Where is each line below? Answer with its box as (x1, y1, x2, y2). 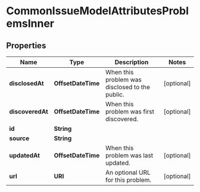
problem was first (105, 108, 155, 115)
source (9, 134, 30, 142)
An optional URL (105, 168, 151, 177)
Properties (6, 40, 46, 51)
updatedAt (9, 152, 40, 159)
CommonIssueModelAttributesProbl (6, 4, 189, 18)
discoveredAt (9, 108, 49, 115)
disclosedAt (9, 79, 44, 87)
